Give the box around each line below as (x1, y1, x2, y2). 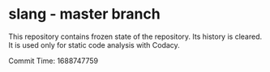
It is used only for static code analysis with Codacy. (8, 40, 180, 49)
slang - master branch (8, 5, 161, 23)
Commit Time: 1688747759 (8, 56, 99, 66)
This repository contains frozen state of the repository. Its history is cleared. (8, 32, 262, 41)
